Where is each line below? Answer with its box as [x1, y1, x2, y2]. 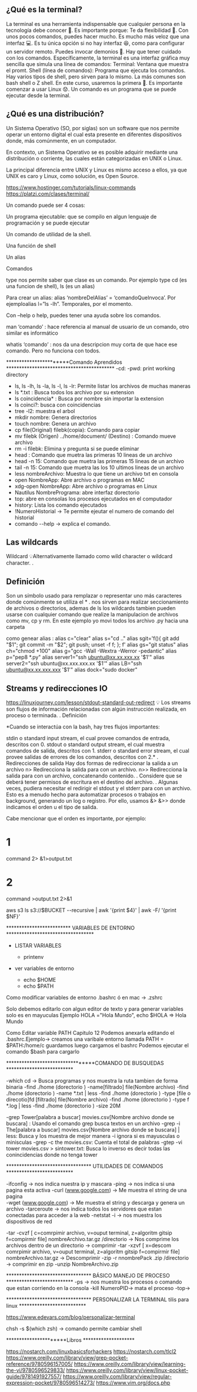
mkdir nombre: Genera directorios [14, 414, 97, 421]
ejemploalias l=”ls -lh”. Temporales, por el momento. [6, 300, 133, 307]
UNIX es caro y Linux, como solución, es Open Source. [6, 172, 139, 179]
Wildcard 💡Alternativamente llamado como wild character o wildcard [6, 553, 173, 560]
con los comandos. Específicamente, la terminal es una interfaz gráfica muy [6, 54, 190, 61]
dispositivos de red [6, 1218, 52, 1225]
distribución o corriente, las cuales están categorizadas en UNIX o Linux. [6, 154, 183, 161]
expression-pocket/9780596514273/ [6, 1379, 95, 1386]
